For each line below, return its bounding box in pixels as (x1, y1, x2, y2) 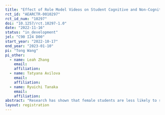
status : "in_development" (5, 30, 58, 35)
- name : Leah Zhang (9, 57, 50, 62)
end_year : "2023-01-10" (5, 44, 54, 48)
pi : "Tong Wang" (5, 48, 38, 53)
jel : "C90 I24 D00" (5, 35, 45, 40)
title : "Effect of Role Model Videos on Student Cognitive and (5, 7, 137, 12)
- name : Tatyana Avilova (9, 71, 60, 76)
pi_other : (5, 52, 26, 58)
